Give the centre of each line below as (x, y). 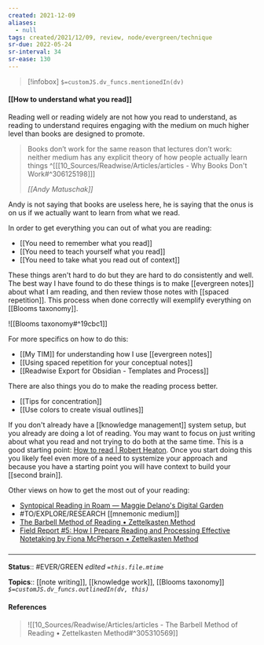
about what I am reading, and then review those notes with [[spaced (119, 292)
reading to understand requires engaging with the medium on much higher (129, 126)
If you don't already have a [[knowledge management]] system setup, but (127, 425)
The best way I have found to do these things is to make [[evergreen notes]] (131, 284)
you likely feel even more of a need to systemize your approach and (118, 458)
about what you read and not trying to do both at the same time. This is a (126, 442)
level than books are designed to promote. (77, 134)
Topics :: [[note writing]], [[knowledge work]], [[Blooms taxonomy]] (116, 582)
